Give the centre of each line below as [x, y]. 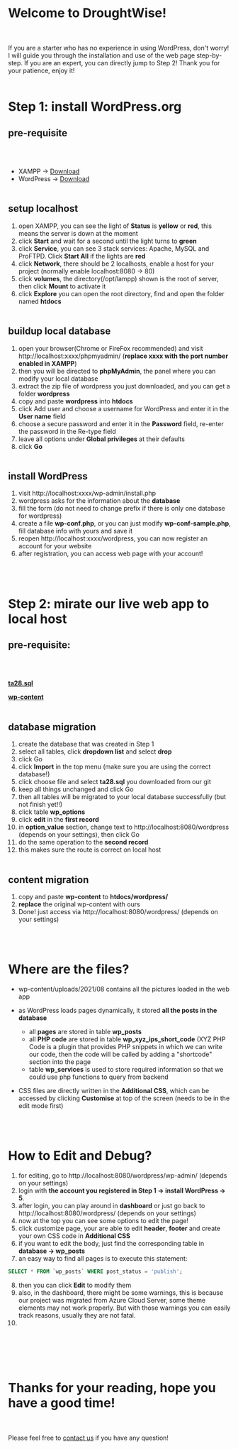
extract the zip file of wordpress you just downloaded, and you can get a [124, 386]
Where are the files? [69, 969]
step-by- [209, 55]
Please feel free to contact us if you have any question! [89, 1438]
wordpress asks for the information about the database [99, 501]
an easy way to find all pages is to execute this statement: [103, 1258]
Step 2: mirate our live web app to [109, 603]
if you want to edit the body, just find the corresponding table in [111, 1243]
